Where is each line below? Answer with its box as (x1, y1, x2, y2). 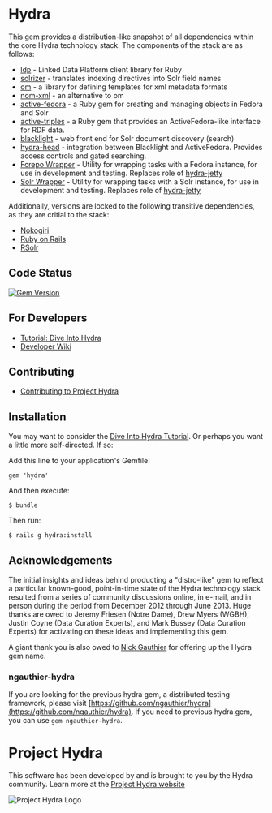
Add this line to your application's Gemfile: (8, 456, 150, 466)
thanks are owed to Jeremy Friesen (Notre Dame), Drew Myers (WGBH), (8, 609, 250, 619)
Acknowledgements (8, 553, 113, 567)
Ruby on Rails (19, 234, 67, 243)
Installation (8, 410, 67, 424)
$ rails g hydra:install (8, 531, 93, 540)
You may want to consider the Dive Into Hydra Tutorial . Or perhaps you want (8, 432, 264, 441)
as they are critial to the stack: (8, 209, 110, 219)
